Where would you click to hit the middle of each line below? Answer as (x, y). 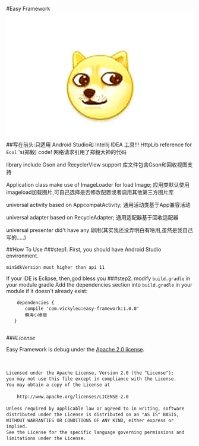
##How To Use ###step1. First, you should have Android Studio (84, 250)
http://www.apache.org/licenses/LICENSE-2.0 (73, 397)
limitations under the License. (46, 439)
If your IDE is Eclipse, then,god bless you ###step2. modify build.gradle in (98, 278)
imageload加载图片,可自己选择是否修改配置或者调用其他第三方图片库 (90, 192)
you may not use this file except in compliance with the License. (91, 379)
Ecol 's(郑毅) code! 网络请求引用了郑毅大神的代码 (66, 152)
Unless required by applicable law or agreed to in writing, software (95, 409)
